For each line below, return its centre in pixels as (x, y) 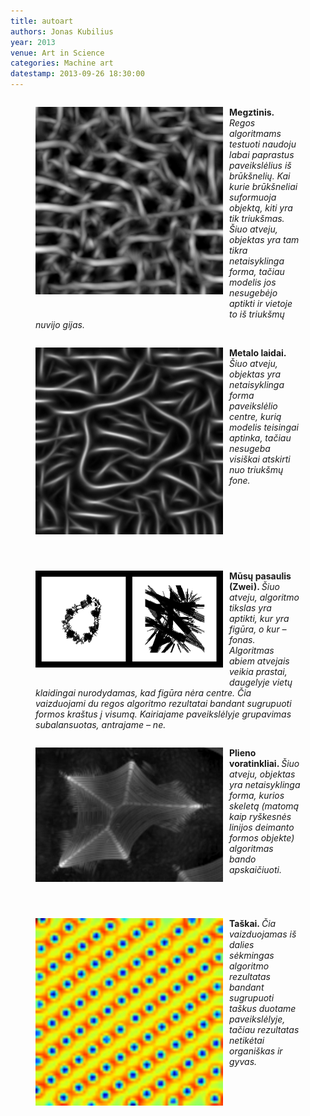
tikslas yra (250, 608)
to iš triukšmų (257, 314)
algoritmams (255, 133)
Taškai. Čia (253, 923)
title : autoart (42, 21)
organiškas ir (256, 1051)
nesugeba (250, 448)
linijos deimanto (262, 827)
